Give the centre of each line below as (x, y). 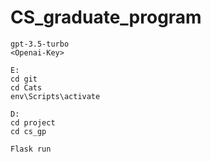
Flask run (31, 149)
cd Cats (26, 87)
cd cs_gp (28, 131)
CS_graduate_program (106, 17)
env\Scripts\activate (55, 96)
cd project (33, 122)
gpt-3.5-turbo (40, 44)
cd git (24, 79)
